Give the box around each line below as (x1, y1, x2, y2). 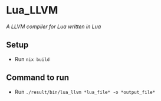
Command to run (6, 73, 70, 83)
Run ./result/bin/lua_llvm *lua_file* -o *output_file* (14, 88, 156, 95)
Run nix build (14, 55, 50, 62)
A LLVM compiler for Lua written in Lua (6, 23, 101, 30)
